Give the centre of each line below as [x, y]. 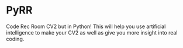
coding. [15, 39]
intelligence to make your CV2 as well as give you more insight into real [92, 32]
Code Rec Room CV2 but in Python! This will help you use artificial [86, 26]
